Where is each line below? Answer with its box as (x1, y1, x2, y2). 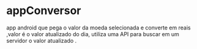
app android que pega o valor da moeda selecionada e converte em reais (6, 24, 191, 31)
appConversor (6, 4, 81, 18)
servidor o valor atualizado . (6, 37, 77, 44)
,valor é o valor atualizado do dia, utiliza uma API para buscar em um (6, 30, 179, 37)
